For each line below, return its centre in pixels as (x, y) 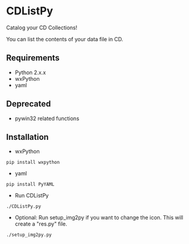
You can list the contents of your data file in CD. (65, 39)
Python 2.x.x (30, 72)
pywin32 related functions (47, 118)
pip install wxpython (33, 163)
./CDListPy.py (24, 207)
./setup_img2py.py (29, 235)
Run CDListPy (32, 196)
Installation (27, 137)
